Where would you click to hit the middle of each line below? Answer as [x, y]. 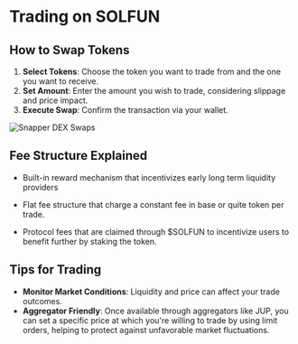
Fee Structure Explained [78, 156]
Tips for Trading [56, 270]
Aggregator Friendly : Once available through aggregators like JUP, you [155, 311]
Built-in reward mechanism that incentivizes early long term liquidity [149, 177]
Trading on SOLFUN [85, 17]
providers [40, 187]
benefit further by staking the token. [89, 241]
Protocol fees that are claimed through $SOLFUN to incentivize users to [156, 231]
